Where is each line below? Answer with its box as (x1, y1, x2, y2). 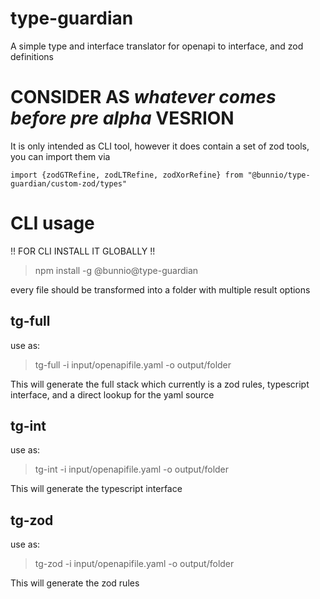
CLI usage (10, 212, 95, 235)
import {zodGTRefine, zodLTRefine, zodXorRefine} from (10, 170, 244, 180)
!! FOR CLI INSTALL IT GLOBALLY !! (10, 245, 156, 257)
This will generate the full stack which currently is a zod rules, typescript (10, 378, 310, 390)
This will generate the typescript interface (10, 483, 183, 495)
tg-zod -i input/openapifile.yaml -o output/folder (34, 558, 235, 570)
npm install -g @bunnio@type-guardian (34, 264, 199, 276)
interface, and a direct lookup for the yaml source (10, 388, 215, 401)
